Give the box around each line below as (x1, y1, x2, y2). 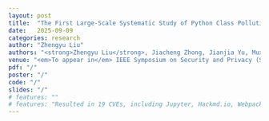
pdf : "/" (8, 64, 38, 72)
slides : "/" (8, 85, 48, 94)
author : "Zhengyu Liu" (8, 41, 84, 49)
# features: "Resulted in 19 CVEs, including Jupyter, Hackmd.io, (8, 100, 235, 108)
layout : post (8, 11, 52, 20)
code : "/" (8, 78, 42, 86)
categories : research (8, 33, 81, 42)
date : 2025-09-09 (8, 26, 74, 34)
